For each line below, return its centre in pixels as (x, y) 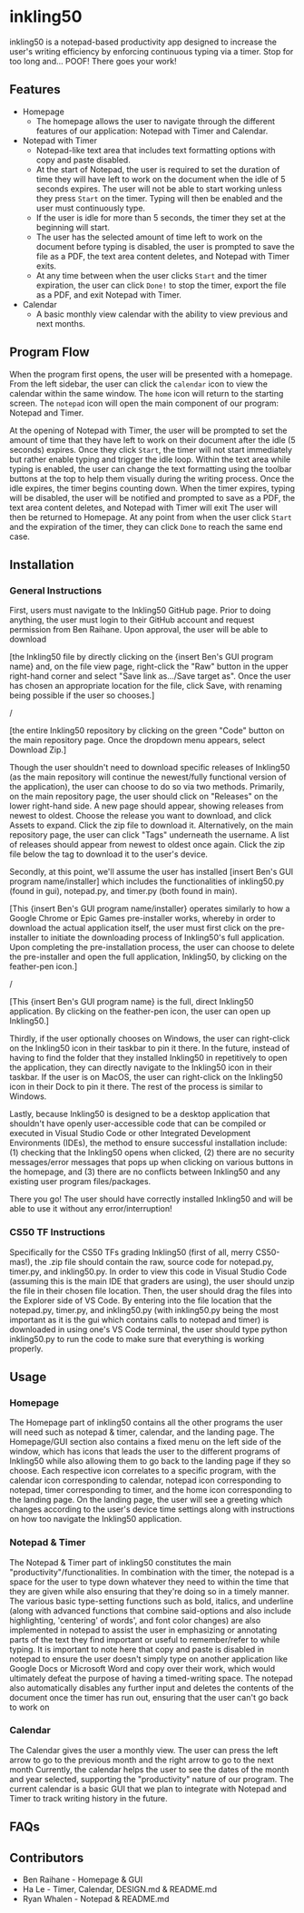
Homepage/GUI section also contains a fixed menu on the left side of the (146, 1442)
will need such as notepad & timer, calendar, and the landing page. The (142, 1432)
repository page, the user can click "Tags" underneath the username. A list (149, 835)
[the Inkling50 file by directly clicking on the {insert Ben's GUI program (142, 657)
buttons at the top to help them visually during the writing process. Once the (152, 478)
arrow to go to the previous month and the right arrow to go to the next (142, 1760)
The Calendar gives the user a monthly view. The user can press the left (144, 1750)
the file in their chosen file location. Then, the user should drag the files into (151, 1290)
